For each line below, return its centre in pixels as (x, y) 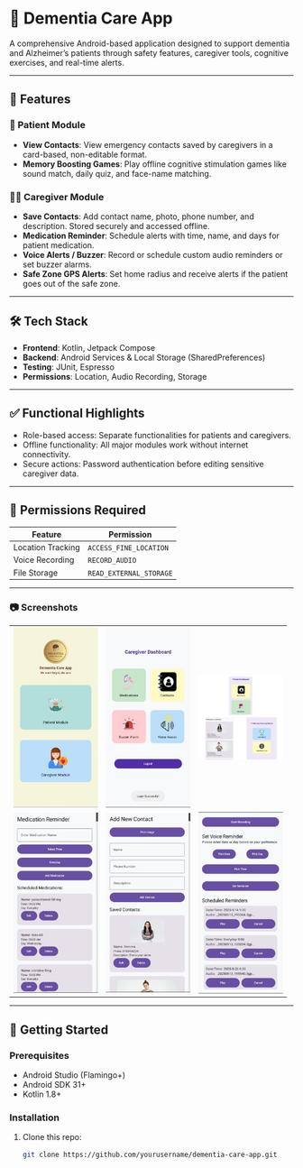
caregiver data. (50, 474)
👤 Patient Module (47, 125)
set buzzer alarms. (57, 264)
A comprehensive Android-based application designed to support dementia (150, 43)
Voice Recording (44, 560)
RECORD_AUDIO (112, 561)
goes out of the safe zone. (71, 283)
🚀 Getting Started (59, 1030)
